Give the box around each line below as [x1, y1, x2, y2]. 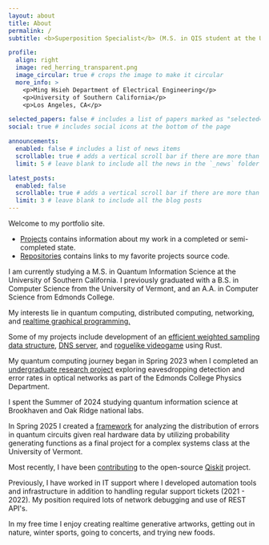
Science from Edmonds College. [8, 292, 114, 302]
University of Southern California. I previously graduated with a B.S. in [8, 275, 239, 285]
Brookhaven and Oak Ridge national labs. [8, 406, 144, 415]
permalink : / [8, 26, 52, 35]
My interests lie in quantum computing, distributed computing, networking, [8, 308, 255, 317]
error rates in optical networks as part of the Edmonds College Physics [8, 373, 242, 382]
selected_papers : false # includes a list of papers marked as [8, 116, 224, 124]
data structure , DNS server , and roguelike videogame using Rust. [8, 340, 223, 350]
